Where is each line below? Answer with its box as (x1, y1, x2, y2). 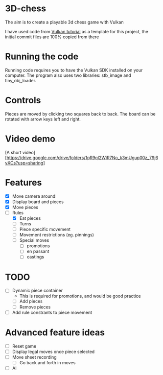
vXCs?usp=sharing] (5, 160, 45, 165)
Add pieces (19, 298, 43, 304)
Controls (5, 95, 41, 106)
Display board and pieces (12, 199, 64, 205)
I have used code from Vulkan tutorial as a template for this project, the (5, 28, 148, 34)
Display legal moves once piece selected (12, 349, 95, 354)
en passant (26, 248, 49, 255)
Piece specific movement (19, 226, 71, 233)
